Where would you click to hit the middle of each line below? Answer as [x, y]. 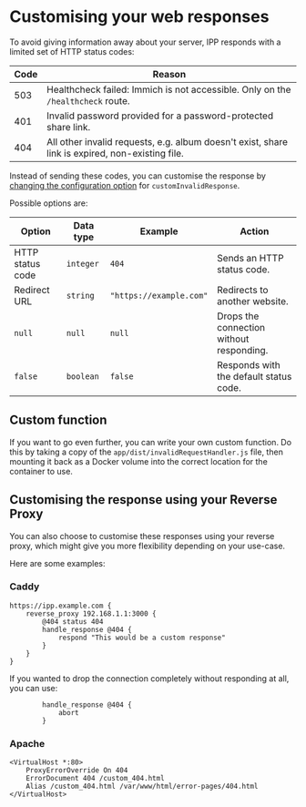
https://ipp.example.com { [61, 606]
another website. [253, 301]
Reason [169, 74]
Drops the [238, 316]
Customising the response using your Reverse [143, 500]
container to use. [41, 471]
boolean [83, 376]
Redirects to [243, 290]
